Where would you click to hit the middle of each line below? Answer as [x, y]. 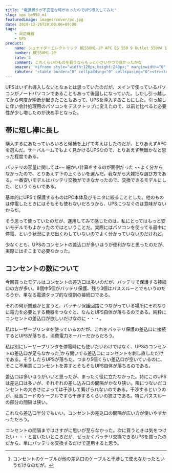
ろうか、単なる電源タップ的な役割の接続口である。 [59, 295]
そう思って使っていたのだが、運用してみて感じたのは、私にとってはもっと [83, 221]
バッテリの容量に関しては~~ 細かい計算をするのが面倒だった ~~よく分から [84, 167]
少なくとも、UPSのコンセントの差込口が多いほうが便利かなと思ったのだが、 [86, 244]
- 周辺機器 [25, 34]
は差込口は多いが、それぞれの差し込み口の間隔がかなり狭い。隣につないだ [84, 383]
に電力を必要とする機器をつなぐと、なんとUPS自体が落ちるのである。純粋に [86, 312]
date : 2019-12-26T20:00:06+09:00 [41, 24]
